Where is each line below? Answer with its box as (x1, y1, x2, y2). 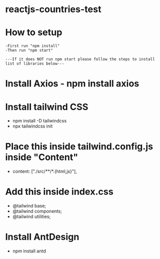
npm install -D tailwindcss (12, 118, 67, 124)
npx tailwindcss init (12, 123, 53, 129)
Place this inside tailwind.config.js (5, 141, 153, 152)
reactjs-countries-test (5, 4, 102, 15)
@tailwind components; (12, 208, 62, 214)
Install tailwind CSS (5, 101, 89, 112)
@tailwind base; (12, 203, 47, 209)
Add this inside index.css (5, 186, 114, 198)
